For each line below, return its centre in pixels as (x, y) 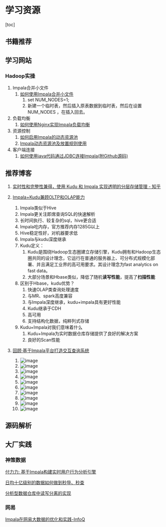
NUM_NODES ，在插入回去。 (57, 112)
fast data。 (39, 271)
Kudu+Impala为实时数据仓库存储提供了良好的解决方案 (83, 333)
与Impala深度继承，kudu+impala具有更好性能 (74, 302)
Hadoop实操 (20, 76)
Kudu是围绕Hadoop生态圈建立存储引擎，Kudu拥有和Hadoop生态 (94, 251)
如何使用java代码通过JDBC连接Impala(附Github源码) (74, 156)
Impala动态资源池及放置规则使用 (53, 143)
